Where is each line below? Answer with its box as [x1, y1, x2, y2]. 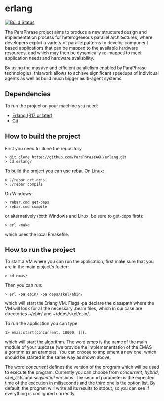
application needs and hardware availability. [5, 55, 95, 61]
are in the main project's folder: [5, 264, 69, 270]
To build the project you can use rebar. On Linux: [5, 168, 105, 174]
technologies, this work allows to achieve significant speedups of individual [5, 70, 159, 76]
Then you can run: [5, 282, 42, 288]
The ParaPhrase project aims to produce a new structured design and [5, 29, 147, 35]
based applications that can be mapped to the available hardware [5, 45, 138, 50]
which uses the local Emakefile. [5, 231, 69, 237]
